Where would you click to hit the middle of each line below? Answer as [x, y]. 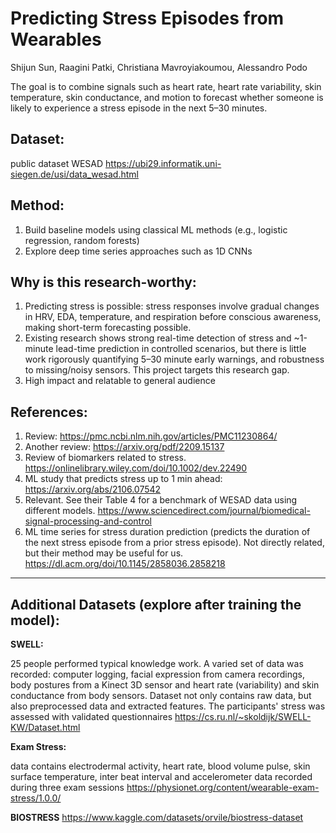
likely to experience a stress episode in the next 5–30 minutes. [139, 108]
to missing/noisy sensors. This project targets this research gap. [157, 370]
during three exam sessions [67, 787]
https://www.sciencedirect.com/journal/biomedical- [204, 511]
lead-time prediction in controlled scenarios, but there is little [181, 349]
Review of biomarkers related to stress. [105, 458]
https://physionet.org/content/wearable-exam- [223, 787]
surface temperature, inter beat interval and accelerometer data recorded [161, 776]
